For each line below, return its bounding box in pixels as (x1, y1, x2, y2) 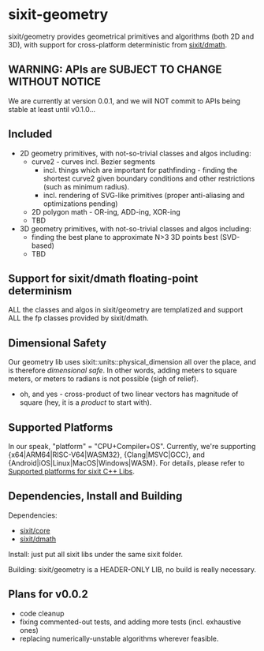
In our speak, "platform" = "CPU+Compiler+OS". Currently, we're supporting (8, 442, 256, 451)
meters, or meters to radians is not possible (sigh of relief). (8, 374, 199, 383)
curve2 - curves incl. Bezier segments (31, 156, 156, 166)
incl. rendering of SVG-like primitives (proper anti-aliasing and (43, 190, 245, 200)
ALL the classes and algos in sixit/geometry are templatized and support (8, 305, 244, 315)
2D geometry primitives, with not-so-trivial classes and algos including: (19, 148, 251, 158)
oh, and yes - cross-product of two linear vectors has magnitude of (19, 389, 239, 399)
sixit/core (19, 526, 50, 535)
